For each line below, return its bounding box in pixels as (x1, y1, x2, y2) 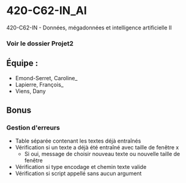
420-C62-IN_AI (6, 4, 87, 18)
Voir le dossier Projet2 (6, 39, 74, 48)
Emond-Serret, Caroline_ (15, 74, 78, 81)
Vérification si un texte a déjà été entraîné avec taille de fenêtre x (15, 144, 179, 151)
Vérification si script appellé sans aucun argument (15, 170, 142, 177)
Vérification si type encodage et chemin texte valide (15, 163, 147, 171)
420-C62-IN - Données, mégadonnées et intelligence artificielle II (6, 24, 173, 31)
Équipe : (6, 58, 39, 69)
